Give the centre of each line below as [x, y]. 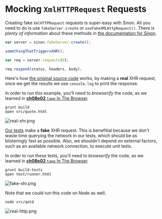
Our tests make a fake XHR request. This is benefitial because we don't [77, 130]
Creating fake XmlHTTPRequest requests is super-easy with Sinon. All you [78, 23]
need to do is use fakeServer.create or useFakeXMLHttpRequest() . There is [80, 28]
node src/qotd [20, 202]
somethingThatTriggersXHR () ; [35, 51]
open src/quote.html [26, 112]
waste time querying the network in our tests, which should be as [71, 136]
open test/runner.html [28, 174]
